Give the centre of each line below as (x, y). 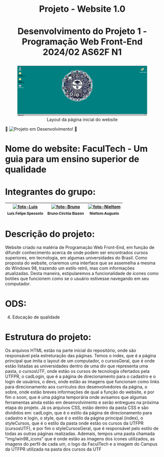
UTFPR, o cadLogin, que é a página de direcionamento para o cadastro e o (80, 377)
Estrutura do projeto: (48, 337)
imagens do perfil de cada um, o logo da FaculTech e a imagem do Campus (81, 444)
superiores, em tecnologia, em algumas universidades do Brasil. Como (76, 258)
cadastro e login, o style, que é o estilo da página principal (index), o (74, 418)
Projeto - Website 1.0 (82, 9)
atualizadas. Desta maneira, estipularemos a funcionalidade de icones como (82, 274)
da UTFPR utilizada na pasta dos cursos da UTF (53, 449)
